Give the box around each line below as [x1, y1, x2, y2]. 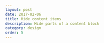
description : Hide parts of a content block [5, 21, 99, 26]
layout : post [5, 7, 32, 12]
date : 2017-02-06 [5, 12, 41, 17]
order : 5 [5, 30, 23, 35]
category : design [5, 26, 41, 31]
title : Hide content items [5, 16, 61, 21]
